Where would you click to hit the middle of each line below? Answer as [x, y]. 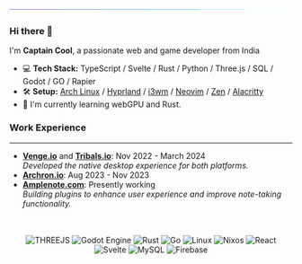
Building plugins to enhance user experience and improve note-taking [152, 194]
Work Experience [48, 128]
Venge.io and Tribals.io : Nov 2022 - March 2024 [114, 155]
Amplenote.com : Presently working [89, 184]
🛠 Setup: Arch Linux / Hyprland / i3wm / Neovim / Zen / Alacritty [143, 92]
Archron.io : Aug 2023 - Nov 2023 [86, 175]
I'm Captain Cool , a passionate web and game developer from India [135, 50]
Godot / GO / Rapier [59, 82]
